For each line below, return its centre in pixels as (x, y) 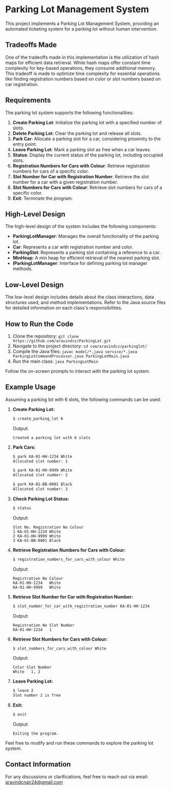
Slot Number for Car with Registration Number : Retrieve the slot (81, 176)
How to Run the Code (39, 324)
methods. (23, 269)
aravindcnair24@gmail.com (34, 782)
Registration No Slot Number (44, 625)
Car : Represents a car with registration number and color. (73, 247)
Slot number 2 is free (37, 696)
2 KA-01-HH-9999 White (37, 536)
